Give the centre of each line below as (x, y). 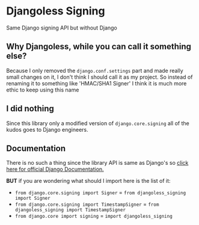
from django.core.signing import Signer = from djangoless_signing (100, 193)
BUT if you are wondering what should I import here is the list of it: (88, 181)
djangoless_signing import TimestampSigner (70, 210)
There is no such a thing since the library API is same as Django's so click (97, 163)
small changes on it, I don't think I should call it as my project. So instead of (99, 77)
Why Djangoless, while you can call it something (99, 47)
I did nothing (30, 109)
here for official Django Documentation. (55, 169)
